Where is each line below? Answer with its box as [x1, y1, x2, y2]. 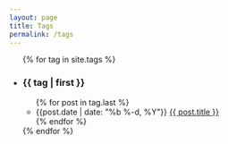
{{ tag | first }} [21, 77, 85, 89]
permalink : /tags [9, 30, 74, 38]
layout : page [9, 13, 58, 22]
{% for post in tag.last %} [35, 97, 130, 107]
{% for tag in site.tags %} [21, 55, 116, 65]
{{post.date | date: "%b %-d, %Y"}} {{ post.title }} [35, 106, 220, 117]
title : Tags [9, 21, 54, 30]
